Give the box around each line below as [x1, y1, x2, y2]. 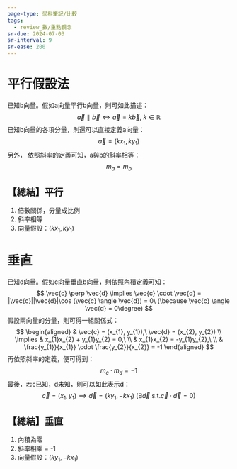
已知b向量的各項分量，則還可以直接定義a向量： [7, 125, 145, 133]
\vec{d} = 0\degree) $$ [84, 304, 154, 313]
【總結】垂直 [7, 416, 64, 428]
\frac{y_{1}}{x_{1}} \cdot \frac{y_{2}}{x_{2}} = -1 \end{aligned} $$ [23, 343, 214, 351]
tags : [7, 17, 23, 24]
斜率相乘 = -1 [17, 444, 57, 453]
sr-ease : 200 [7, 43, 46, 50]
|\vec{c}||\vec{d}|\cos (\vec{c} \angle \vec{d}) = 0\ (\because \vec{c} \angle [8, 297, 230, 305]
